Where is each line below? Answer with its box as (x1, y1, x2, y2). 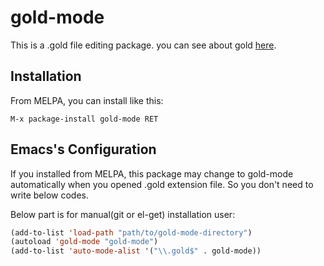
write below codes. (10, 189, 90, 201)
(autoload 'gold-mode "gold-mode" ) (10, 237, 159, 247)
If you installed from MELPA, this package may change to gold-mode (10, 167, 294, 180)
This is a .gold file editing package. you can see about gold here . (10, 39, 277, 51)
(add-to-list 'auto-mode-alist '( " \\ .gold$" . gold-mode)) (10, 246, 262, 256)
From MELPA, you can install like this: (10, 94, 164, 106)
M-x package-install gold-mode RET (10, 114, 159, 124)
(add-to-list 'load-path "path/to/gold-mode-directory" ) (10, 227, 253, 238)
